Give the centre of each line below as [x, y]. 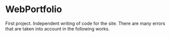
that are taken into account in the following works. [58, 28]
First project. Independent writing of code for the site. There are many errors [85, 23]
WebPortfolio [34, 9]
